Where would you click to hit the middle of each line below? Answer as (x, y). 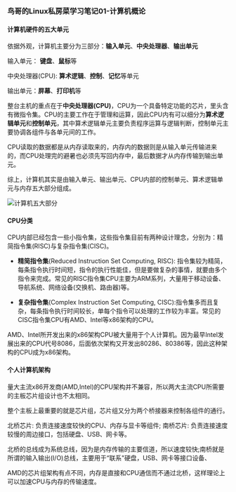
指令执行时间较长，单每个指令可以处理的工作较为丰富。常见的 (131, 311)
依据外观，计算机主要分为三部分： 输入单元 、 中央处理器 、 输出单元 (103, 46)
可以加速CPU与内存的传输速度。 (54, 481)
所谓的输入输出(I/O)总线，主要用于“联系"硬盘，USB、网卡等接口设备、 (109, 458)
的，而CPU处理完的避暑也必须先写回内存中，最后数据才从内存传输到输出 (112, 156)
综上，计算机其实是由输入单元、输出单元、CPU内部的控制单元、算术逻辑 (112, 180)
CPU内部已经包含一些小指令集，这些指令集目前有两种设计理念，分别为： (112, 237)
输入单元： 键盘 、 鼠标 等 (42, 61)
